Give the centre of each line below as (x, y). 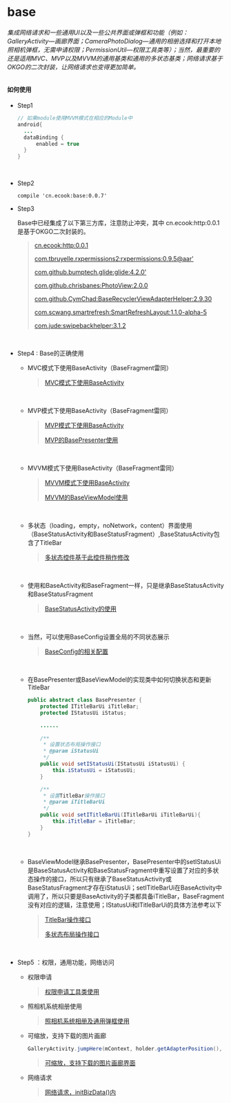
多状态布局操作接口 (72, 934)
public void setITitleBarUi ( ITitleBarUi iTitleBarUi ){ (121, 815)
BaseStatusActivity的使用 (81, 609)
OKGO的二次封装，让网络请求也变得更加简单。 (73, 67)
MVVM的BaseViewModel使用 (86, 497)
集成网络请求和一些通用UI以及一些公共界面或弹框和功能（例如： (98, 32)
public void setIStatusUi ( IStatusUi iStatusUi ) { (113, 764)
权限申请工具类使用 (72, 991)
